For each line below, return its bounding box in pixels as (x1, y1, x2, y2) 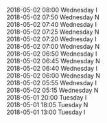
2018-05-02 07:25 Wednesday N (6, 27, 100, 36)
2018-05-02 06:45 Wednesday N (6, 57, 101, 65)
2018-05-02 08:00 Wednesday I (6, 6, 97, 14)
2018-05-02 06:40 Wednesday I (6, 65, 97, 72)
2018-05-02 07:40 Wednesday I (6, 21, 97, 28)
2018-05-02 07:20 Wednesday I (6, 35, 97, 43)
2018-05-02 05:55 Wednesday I (6, 79, 97, 87)
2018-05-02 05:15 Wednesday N (6, 86, 99, 94)
